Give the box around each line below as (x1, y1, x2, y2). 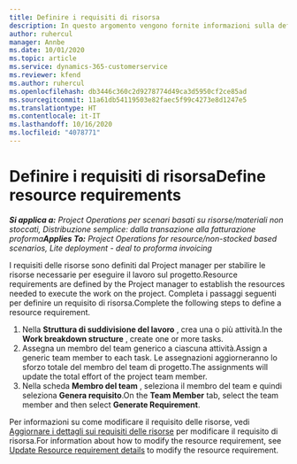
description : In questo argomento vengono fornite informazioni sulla (9, 21, 275, 30)
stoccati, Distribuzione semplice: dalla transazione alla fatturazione (9, 223, 256, 235)
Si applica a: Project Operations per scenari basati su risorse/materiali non (9, 214, 284, 225)
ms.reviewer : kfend (9, 71, 81, 80)
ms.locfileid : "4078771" (9, 128, 101, 137)
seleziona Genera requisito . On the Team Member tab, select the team (21, 390, 279, 400)
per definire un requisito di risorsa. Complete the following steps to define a (9, 298, 282, 308)
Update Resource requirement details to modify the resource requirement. (9, 445, 279, 455)
